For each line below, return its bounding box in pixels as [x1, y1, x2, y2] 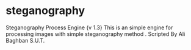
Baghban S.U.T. [5, 37, 45, 44]
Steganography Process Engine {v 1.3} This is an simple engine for [5, 24, 173, 31]
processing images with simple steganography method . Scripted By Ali [5, 30, 186, 37]
